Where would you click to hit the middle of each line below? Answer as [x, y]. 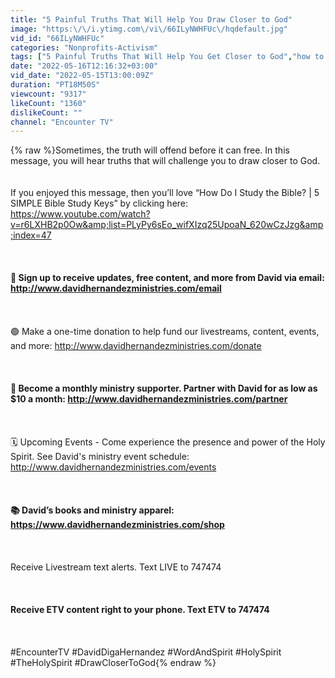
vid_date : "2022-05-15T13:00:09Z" [82, 76]
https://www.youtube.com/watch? [80, 214]
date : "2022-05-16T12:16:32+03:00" [84, 66]
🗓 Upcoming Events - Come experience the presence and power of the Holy [168, 442]
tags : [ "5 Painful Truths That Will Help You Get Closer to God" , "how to [167, 57]
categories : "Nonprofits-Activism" [84, 47]
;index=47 [31, 235]
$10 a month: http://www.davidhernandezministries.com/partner [149, 399]
